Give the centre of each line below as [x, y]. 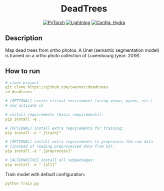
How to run [23, 71]
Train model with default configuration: [45, 174]
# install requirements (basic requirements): [54, 114]
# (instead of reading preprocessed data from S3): [60, 147]
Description [24, 38]
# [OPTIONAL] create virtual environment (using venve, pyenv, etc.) [79, 101]
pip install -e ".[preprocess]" [39, 151]
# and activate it [24, 106]
